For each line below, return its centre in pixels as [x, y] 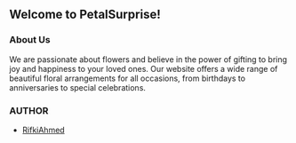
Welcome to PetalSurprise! [85, 15]
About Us [30, 40]
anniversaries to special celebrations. [78, 87]
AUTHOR [29, 110]
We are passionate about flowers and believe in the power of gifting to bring [148, 59]
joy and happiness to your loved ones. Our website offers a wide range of [144, 68]
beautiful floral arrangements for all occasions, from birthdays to [128, 78]
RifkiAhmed [43, 130]
